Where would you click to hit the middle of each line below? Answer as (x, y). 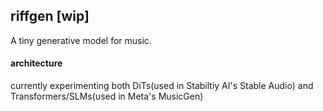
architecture (36, 63)
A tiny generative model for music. (81, 40)
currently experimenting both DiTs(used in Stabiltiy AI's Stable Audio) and (162, 86)
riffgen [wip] (50, 16)
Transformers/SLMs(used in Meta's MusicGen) (107, 96)
